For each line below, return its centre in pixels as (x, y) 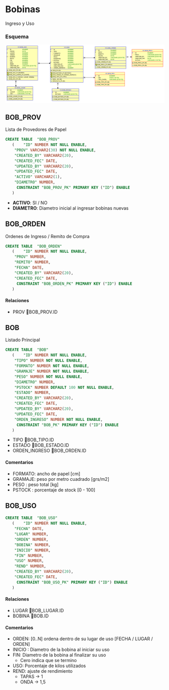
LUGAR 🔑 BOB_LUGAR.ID (38, 610)
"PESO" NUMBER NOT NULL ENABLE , (48, 377)
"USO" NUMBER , (29, 561)
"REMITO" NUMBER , (33, 262)
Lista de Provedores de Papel (36, 129)
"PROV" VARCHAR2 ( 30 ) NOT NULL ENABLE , (55, 150)
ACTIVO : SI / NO (30, 203)
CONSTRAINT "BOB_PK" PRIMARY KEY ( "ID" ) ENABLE (68, 425)
